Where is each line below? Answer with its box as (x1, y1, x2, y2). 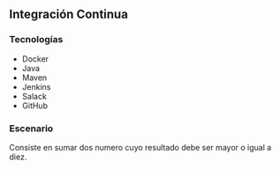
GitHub (21, 100, 49, 111)
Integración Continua (9, 7, 128, 22)
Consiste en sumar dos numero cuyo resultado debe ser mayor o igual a (9, 142, 272, 152)
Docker (21, 53, 49, 64)
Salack (21, 91, 47, 101)
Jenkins (21, 81, 51, 92)
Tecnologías (9, 33, 64, 46)
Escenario (9, 122, 54, 135)
